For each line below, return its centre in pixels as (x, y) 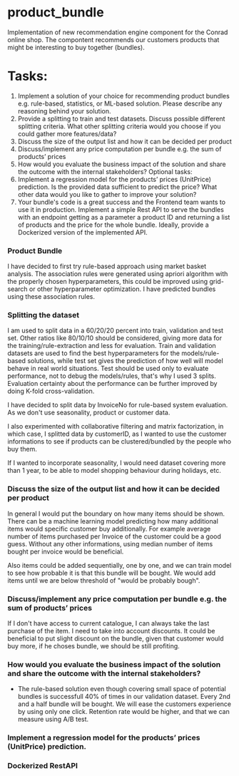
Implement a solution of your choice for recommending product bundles (123, 96)
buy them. (22, 449)
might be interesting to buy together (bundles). (76, 47)
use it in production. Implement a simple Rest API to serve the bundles (121, 209)
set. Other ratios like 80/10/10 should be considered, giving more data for (115, 338)
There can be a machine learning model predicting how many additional (113, 521)
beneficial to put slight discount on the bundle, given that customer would (116, 638)
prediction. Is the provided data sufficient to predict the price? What (117, 187)
